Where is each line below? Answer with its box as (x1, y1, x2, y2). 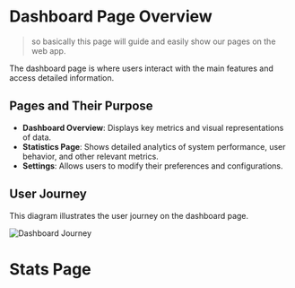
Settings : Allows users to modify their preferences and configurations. (22, 160, 283, 171)
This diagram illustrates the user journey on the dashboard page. (9, 210, 249, 221)
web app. (30, 45, 66, 56)
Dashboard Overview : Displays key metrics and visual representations (22, 122, 284, 133)
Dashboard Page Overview (9, 6, 213, 27)
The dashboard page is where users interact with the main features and (9, 63, 273, 74)
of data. (22, 132, 52, 143)
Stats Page (9, 258, 91, 279)
